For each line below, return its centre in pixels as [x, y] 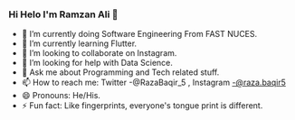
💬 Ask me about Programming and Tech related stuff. [120, 72]
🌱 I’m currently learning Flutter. [79, 43]
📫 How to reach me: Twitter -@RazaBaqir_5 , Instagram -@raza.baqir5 [153, 83]
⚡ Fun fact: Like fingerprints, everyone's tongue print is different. [142, 106]
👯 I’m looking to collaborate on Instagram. [99, 53]
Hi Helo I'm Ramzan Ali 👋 [63, 14]
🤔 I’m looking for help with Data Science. [97, 63]
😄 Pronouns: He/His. [61, 96]
